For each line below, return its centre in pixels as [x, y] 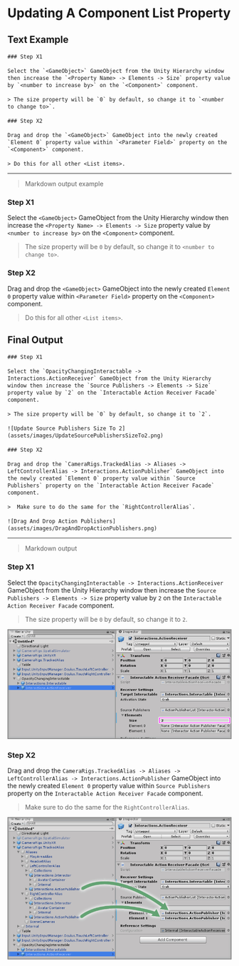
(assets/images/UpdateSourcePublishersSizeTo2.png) [85, 436]
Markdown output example [64, 184]
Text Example [38, 40]
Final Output [35, 339]
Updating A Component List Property [119, 13]
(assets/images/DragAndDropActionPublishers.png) [83, 529]
